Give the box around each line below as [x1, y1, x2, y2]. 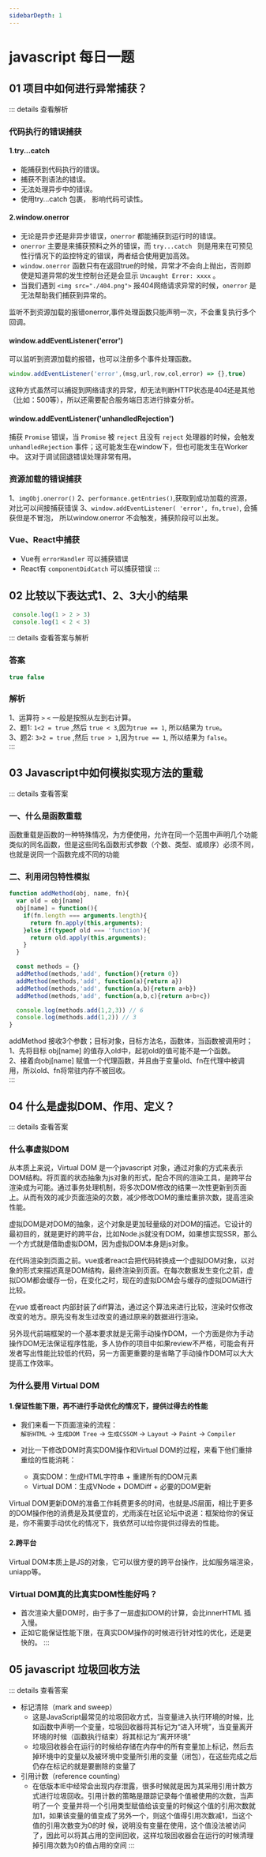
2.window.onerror [9, 212, 69, 222]
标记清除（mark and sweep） [20, 1702, 117, 1712]
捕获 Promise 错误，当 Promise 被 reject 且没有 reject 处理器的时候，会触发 [9, 432, 255, 442]
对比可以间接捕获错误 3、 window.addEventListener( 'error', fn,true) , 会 [9, 503, 251, 512]
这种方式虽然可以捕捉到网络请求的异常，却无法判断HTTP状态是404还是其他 [9, 385, 256, 395]
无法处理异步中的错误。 [20, 184, 97, 193]
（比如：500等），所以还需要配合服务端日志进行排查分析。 [9, 396, 198, 405]
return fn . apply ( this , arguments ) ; [29, 919, 144, 927]
